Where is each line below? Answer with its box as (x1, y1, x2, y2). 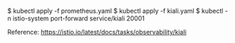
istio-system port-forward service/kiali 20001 (13, 14, 145, 23)
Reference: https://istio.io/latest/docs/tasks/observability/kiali (7, 28, 187, 36)
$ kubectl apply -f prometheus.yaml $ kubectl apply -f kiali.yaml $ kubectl (7, 7, 224, 15)
